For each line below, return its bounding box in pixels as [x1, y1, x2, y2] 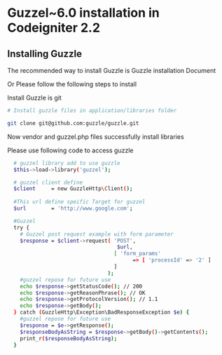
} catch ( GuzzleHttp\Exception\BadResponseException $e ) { [13, 309, 190, 316]
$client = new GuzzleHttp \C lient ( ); [13, 185, 133, 192]
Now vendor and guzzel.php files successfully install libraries [7, 132, 184, 141]
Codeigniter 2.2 [7, 20, 100, 36]
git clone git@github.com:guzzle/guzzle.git [7, 119, 139, 127]
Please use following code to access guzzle [7, 146, 134, 154]
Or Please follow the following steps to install [7, 80, 137, 88]
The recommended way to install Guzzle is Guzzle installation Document [7, 67, 216, 74]
